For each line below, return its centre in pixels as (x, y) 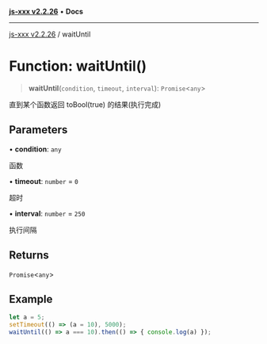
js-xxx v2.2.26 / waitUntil (50, 34)
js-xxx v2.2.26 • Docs (46, 11)
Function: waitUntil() (78, 66)
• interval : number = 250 (47, 213)
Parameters (38, 130)
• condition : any (35, 149)
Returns (29, 256)
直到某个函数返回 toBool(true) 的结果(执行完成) (85, 104)
